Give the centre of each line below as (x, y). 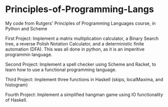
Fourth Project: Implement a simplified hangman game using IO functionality (84, 94)
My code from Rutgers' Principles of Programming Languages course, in (80, 23)
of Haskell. (16, 100)
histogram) (16, 85)
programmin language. (29, 55)
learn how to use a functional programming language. (61, 70)
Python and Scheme (26, 28)
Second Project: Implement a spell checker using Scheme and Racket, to (81, 64)
